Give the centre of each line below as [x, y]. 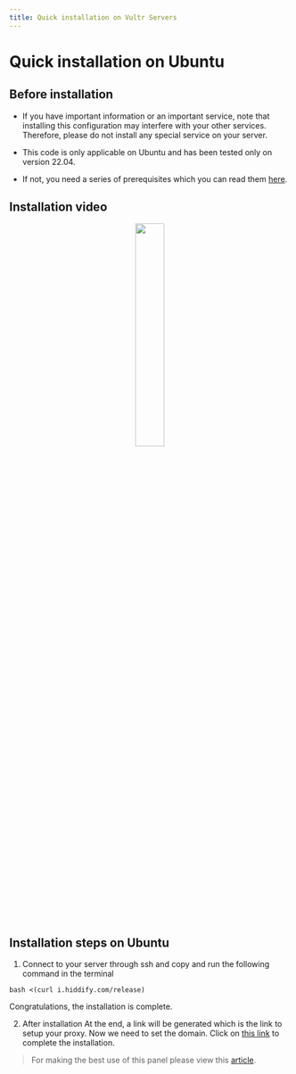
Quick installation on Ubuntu [117, 61]
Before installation [62, 95]
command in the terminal [68, 974]
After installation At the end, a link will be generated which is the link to [152, 1024]
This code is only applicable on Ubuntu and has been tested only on [147, 152]
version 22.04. [49, 161]
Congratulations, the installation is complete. [91, 1007]
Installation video [58, 207]
